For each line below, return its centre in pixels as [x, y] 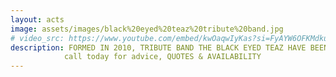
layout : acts [37, 19]
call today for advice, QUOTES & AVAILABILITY [162, 57]
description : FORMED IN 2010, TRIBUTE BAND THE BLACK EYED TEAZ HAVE [158, 47]
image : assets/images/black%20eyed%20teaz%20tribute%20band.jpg [147, 29]
